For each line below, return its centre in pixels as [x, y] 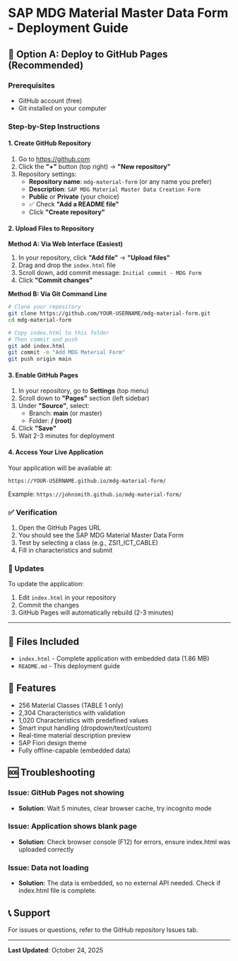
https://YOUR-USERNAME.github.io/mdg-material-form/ [87, 481]
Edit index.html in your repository [67, 598]
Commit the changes [49, 605]
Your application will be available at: [60, 467]
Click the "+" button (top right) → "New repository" [94, 167]
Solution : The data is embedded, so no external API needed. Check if [119, 883]
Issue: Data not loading [48, 868]
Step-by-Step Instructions [54, 127]
